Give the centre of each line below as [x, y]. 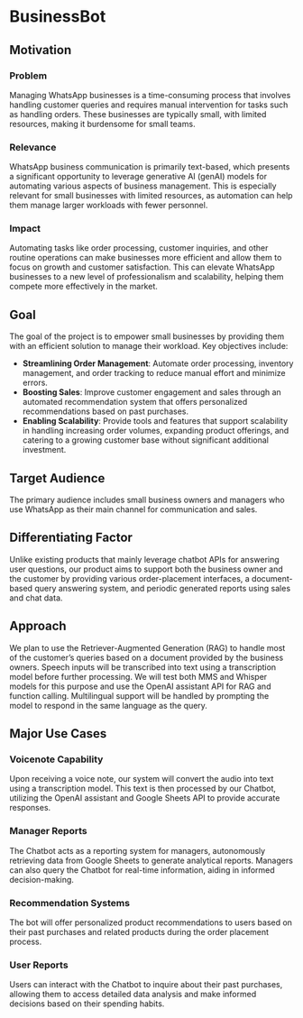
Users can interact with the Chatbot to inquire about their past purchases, [146, 985]
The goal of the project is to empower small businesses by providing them [147, 336]
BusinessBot [58, 17]
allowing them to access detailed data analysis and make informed [133, 995]
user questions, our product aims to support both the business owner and [146, 569]
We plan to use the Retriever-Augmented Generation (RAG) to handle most [147, 647]
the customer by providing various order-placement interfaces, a [129, 578]
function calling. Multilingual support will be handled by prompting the [139, 695]
